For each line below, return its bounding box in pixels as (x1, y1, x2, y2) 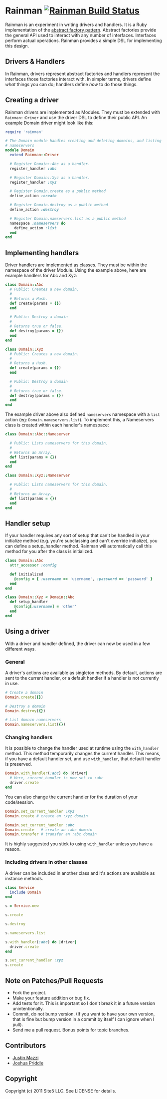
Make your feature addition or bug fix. (12, 995, 91, 1001)
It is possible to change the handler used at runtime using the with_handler (5, 745, 159, 751)
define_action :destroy (9, 207, 59, 212)
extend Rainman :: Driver (9, 153, 59, 158)
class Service (5, 885, 35, 890)
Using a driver (5, 627, 50, 636)
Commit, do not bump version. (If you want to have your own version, (12, 1011, 155, 1017)
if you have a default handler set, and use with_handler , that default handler (5, 756, 161, 762)
